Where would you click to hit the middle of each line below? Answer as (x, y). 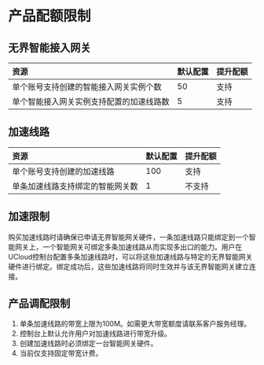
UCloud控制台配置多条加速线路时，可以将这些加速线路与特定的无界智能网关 (130, 256)
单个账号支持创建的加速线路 (64, 171)
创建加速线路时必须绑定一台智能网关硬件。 (88, 344)
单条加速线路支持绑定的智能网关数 (75, 186)
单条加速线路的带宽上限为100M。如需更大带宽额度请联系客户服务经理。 (135, 324)
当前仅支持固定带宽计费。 (61, 353)
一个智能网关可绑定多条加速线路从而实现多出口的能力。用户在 (142, 247)
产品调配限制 (39, 304)
